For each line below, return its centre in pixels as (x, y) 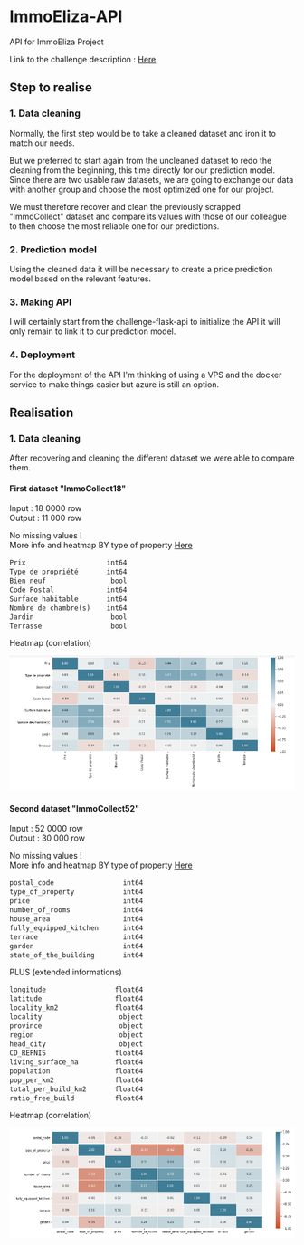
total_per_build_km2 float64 (76, 1089)
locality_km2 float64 (76, 1008)
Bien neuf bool (68, 581)
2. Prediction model (53, 249)
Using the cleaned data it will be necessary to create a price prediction (141, 269)
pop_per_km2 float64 (76, 1080)
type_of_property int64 (76, 892)
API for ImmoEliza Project (57, 42)
